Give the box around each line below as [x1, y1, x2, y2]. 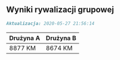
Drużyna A [9, 34, 41, 42]
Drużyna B [45, 34, 76, 42]
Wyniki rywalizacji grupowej [6, 5, 115, 15]
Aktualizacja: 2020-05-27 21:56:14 [6, 20, 95, 26]
